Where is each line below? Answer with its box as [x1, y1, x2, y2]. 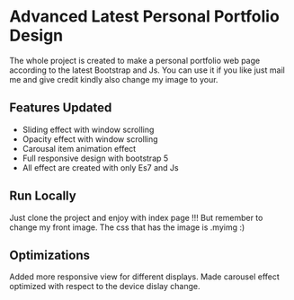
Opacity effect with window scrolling [22, 133, 159, 145]
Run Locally [9, 189, 76, 204]
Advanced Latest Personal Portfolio [9, 6, 281, 27]
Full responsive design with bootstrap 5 [22, 153, 169, 163]
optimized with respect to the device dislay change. [9, 281, 200, 292]
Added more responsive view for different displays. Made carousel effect [9, 271, 281, 282]
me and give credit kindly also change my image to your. [9, 74, 218, 84]
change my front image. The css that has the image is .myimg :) [9, 222, 245, 233]
